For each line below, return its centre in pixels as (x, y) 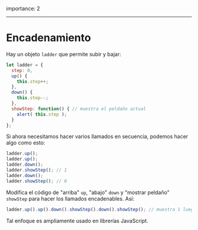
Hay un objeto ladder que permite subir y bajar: (64, 54)
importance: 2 (23, 9)
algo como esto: (26, 143)
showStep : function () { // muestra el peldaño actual (79, 109)
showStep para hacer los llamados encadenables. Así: (70, 198)
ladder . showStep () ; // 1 (37, 170)
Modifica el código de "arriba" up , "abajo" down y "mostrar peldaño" (88, 192)
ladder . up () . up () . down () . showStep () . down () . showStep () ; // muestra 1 (93, 209)
